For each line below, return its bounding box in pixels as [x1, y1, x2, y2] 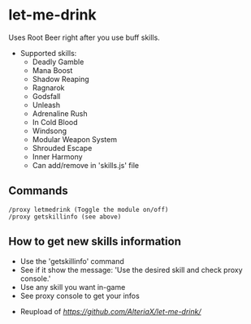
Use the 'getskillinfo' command [19, 256, 124, 266]
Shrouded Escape [32, 143, 93, 153]
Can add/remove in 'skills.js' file [32, 160, 140, 170]
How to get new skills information [8, 235, 181, 248]
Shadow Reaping [32, 74, 89, 84]
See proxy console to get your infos [19, 291, 140, 300]
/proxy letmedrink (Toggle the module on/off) [8, 205, 169, 214]
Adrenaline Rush [32, 108, 88, 119]
